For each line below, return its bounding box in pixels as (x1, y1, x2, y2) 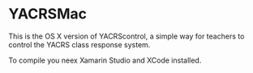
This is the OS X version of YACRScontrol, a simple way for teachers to (8, 31, 245, 41)
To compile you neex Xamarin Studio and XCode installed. (8, 55, 202, 65)
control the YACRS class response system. (8, 39, 151, 49)
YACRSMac (8, 5, 88, 23)
